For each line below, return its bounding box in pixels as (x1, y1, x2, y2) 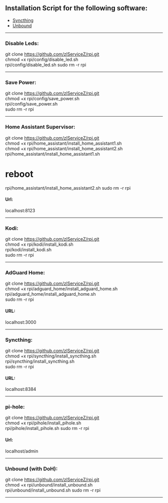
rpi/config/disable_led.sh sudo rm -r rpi (5, 62, 86, 68)
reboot (5, 168, 33, 180)
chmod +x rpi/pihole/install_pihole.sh (5, 420, 81, 426)
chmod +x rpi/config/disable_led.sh (5, 57, 78, 63)
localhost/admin (5, 448, 38, 454)
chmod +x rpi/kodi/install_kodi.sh (5, 241, 73, 247)
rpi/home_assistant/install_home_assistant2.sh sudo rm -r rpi (5, 185, 131, 191)
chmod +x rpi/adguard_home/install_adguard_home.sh (5, 286, 118, 292)
